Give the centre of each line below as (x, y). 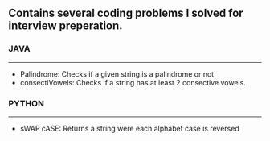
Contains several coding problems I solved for (126, 13)
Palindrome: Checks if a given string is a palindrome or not (117, 74)
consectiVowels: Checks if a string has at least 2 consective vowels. (133, 82)
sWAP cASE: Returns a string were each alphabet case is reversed (129, 128)
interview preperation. (65, 26)
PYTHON (26, 103)
